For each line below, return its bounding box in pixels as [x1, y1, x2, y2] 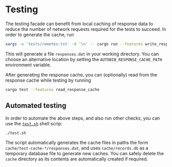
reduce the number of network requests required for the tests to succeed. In [5, 26, 166, 32]
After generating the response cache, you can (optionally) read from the [5, 71, 158, 78]
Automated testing [5, 101, 67, 110]
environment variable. [5, 62, 51, 68]
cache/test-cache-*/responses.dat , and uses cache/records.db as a [5, 145, 148, 151]
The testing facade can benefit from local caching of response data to [5, 21, 154, 27]
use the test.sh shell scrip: [5, 120, 63, 126]
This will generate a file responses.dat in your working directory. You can [5, 50, 159, 57]
